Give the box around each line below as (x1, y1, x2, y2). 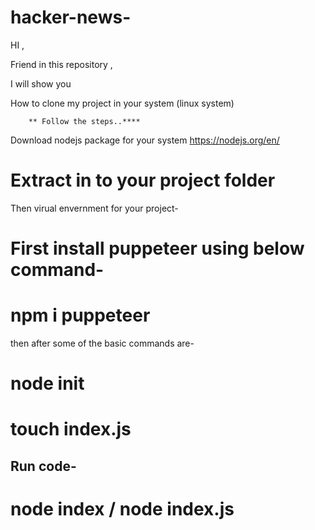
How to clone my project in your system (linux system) (10, 97, 235, 109)
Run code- (10, 457, 77, 475)
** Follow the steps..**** (28, 116, 141, 126)
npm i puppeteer (10, 304, 151, 327)
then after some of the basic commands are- (10, 337, 195, 349)
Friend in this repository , (10, 58, 113, 70)
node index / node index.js (10, 497, 235, 520)
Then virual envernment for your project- (10, 202, 179, 214)
